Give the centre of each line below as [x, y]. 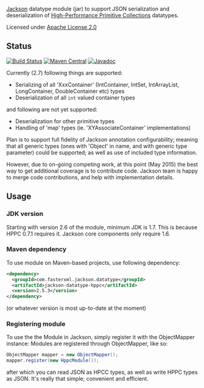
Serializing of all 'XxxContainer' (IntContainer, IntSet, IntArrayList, [97, 84]
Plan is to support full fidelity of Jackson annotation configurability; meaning [102, 139]
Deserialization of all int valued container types [75, 98]
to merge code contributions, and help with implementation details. [90, 177]
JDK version [25, 214]
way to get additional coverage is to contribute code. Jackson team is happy [102, 171]
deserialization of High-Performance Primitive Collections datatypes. [93, 15]
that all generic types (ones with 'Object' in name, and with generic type [97, 146]
